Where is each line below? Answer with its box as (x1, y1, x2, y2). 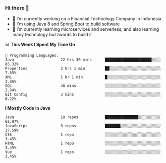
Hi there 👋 (5, 4, 30, 11)
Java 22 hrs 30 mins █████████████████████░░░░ (5, 57, 161, 63)
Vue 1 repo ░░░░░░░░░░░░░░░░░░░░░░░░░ (5, 150, 161, 155)
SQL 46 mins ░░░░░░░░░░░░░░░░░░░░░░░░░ (5, 83, 161, 88)
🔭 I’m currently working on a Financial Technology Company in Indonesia (12, 16, 162, 22)
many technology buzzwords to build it (12, 32, 92, 38)
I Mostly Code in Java (5, 105, 51, 111)
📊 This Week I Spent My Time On (5, 42, 75, 48)
